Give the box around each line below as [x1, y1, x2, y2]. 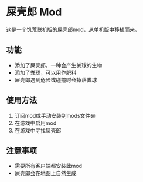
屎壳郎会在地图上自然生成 [14, 170, 77, 177]
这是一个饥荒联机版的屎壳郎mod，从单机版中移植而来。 [6, 26, 141, 33]
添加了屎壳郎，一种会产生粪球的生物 [14, 61, 103, 68]
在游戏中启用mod [14, 119, 57, 127]
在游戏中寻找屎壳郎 [14, 127, 62, 134]
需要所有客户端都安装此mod [14, 163, 83, 170]
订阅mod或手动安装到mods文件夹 [14, 112, 96, 119]
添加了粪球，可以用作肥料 [14, 69, 77, 76]
